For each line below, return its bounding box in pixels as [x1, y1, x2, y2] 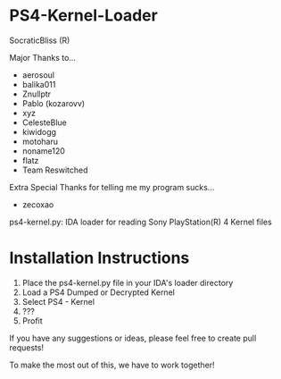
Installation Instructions [9, 248, 190, 268]
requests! [9, 341, 45, 353]
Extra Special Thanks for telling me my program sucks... [9, 181, 215, 192]
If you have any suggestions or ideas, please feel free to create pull [9, 333, 257, 343]
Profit [21, 315, 43, 326]
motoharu [21, 136, 58, 147]
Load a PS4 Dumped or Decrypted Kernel [21, 287, 176, 298]
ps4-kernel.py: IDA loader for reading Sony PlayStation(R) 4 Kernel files [9, 216, 272, 227]
